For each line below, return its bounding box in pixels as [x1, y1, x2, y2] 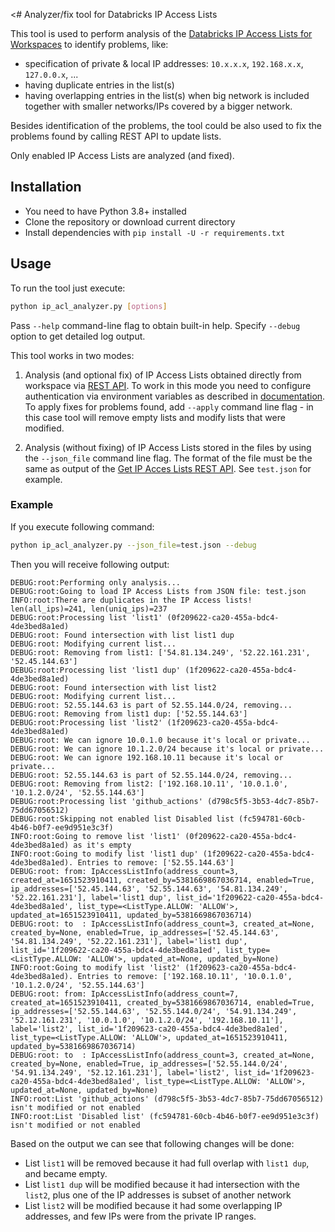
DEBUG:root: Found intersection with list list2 [10, 682, 217, 693]
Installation [10, 179, 82, 196]
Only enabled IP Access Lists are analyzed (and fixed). [10, 150, 235, 161]
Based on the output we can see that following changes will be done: [10, 1137, 295, 1149]
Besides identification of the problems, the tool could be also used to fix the [10, 120, 322, 131]
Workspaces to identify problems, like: [10, 39, 169, 50]
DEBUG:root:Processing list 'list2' [10, 717, 163, 728]
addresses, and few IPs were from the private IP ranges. [24, 1210, 257, 1222]
